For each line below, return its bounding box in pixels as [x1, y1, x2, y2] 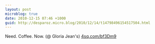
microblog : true [5, 11, 38, 16]
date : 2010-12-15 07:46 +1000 [5, 16, 66, 21]
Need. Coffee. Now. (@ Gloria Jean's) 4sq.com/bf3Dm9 [5, 33, 117, 39]
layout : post [5, 7, 31, 12]
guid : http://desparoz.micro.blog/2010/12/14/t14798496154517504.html [5, 20, 151, 25]
